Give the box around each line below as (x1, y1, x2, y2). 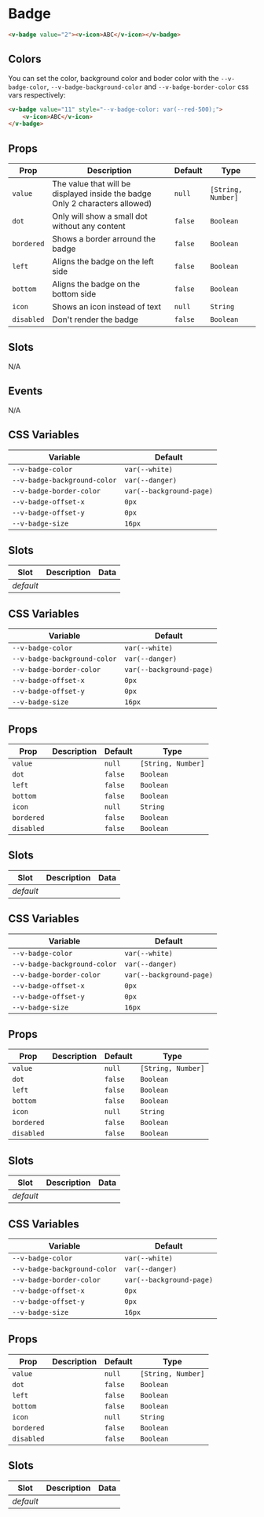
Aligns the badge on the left (52, 257, 155, 268)
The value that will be (52, 179, 131, 190)
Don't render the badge (52, 314, 139, 325)
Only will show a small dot (52, 211, 148, 222)
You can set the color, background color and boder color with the (8, 73, 219, 83)
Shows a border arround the (52, 234, 156, 245)
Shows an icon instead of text (52, 301, 161, 312)
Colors (8, 53, 42, 66)
